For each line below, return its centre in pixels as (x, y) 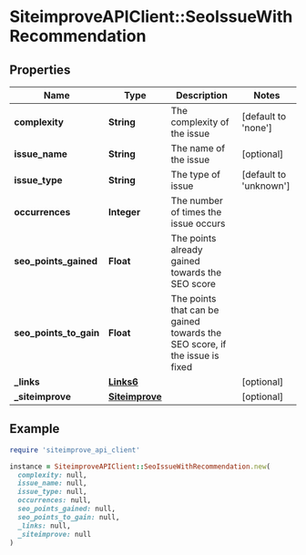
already (187, 250)
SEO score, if (199, 344)
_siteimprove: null (55, 534)
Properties (40, 70)
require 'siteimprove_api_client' (75, 450)
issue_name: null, (53, 483)
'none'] (257, 128)
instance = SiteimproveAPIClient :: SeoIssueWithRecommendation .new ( (140, 467)
